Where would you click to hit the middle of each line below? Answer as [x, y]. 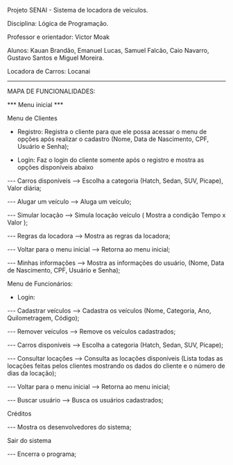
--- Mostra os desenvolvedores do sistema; [69, 427]
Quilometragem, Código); [43, 318]
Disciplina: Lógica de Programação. [58, 23]
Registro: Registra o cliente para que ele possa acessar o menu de [112, 132]
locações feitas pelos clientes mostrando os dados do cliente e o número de [116, 366]
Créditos [19, 414]
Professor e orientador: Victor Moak [58, 37]
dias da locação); [32, 373]
